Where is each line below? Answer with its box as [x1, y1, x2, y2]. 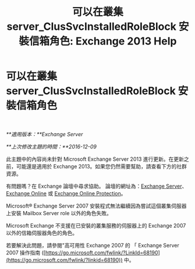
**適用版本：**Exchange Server [6, 130, 83, 137]
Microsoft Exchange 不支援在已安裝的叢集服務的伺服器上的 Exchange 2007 [6, 222, 186, 229]
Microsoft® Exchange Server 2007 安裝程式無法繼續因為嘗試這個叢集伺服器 [6, 202, 187, 209]
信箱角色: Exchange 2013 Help [29, 35, 177, 48]
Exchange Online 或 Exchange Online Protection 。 [6, 189, 126, 196]
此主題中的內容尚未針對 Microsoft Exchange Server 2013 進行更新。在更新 [6, 156, 185, 163]
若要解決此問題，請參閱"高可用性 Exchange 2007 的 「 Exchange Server [6, 242, 179, 249]
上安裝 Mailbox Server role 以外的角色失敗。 [6, 209, 112, 216]
